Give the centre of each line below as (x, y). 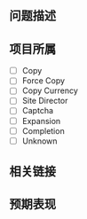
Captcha (38, 111)
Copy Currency (50, 90)
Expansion (41, 121)
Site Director (45, 101)
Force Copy (43, 81)
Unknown (40, 141)
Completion (43, 130)
